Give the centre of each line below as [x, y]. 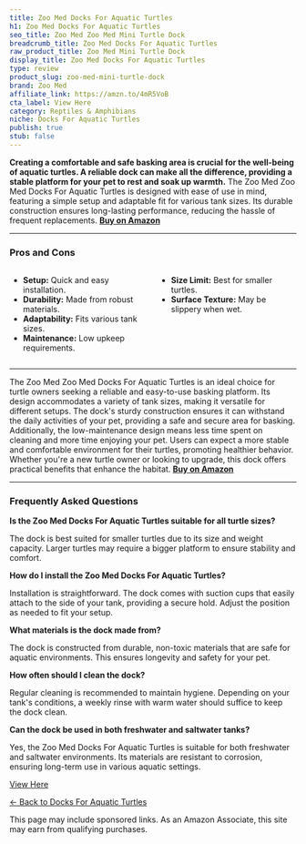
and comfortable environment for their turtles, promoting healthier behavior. [152, 450]
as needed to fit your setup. [61, 613]
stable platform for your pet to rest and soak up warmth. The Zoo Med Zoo [153, 181]
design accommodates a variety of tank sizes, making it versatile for [138, 402]
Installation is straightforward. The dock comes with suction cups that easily [152, 594]
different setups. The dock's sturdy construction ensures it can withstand [147, 412]
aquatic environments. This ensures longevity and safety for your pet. [140, 657]
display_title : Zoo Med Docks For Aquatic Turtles [107, 60]
